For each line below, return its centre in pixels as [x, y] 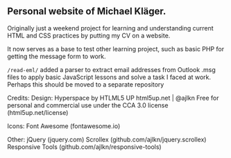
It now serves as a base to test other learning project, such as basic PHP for [115, 49]
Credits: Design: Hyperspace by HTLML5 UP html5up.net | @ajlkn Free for [113, 98]
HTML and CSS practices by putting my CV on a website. [89, 35]
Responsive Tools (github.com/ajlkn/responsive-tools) [84, 147]
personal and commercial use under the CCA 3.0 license [88, 105]
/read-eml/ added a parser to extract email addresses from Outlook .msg [112, 69]
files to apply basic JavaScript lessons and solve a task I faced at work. [109, 77]
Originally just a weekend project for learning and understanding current [110, 28]
